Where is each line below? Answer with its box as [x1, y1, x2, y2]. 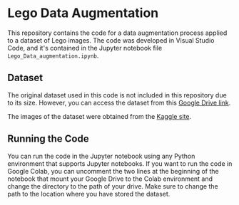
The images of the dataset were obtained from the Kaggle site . [7, 112, 191, 120]
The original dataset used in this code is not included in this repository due [7, 90, 227, 99]
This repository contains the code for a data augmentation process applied [7, 28, 228, 37]
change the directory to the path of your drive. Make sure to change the [7, 182, 219, 190]
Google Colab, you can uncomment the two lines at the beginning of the [7, 167, 219, 175]
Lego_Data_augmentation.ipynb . [7, 51, 99, 60]
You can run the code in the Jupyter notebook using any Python [7, 152, 195, 160]
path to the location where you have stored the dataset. [7, 189, 171, 198]
